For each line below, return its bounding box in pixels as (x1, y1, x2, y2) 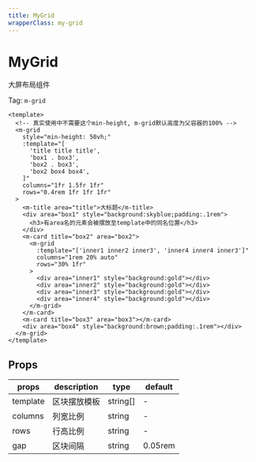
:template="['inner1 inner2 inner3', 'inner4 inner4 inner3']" (36, 246, 249, 255)
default (145, 381, 173, 393)
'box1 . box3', (28, 154, 80, 162)
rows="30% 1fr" (36, 261, 87, 269)
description (54, 381, 99, 393)
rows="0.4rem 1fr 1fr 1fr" (22, 189, 111, 197)
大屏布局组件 (8, 80, 50, 89)
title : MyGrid (8, 11, 55, 20)
